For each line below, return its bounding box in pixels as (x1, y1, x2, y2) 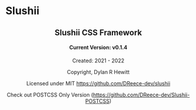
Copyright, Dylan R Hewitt (67, 68, 130, 75)
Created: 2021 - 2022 (72, 57, 125, 64)
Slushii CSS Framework (54, 28, 142, 38)
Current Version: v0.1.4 (69, 44, 128, 51)
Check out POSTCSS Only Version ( (6, 91, 94, 98)
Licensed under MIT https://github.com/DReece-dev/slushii (26, 79, 171, 86)
